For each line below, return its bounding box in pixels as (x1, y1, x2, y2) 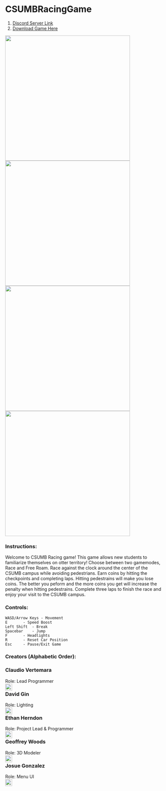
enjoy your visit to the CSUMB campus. (5, 592, 86, 598)
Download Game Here (12, 25, 58, 31)
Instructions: (5, 543, 37, 550)
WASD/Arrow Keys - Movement (5, 615, 64, 620)
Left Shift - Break (5, 624, 48, 629)
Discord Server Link (12, 20, 53, 26)
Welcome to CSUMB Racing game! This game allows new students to (5, 554, 148, 560)
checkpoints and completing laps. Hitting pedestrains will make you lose (5, 576, 154, 582)
